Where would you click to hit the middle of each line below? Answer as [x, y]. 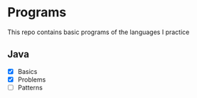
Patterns [30, 87]
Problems [32, 80]
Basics [27, 71]
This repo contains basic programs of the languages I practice [98, 32]
